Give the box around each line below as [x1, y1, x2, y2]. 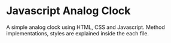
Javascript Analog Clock [6, 4, 131, 18]
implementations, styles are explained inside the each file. [6, 29, 149, 37]
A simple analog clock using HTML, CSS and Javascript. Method [6, 24, 166, 31]
